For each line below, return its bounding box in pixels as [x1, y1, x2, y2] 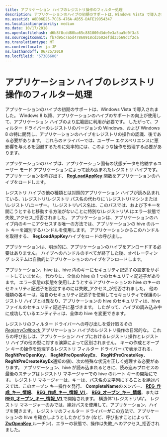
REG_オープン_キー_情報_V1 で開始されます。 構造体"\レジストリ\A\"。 [5, 396, 149, 402]
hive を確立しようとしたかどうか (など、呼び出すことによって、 [23, 414, 153, 421]
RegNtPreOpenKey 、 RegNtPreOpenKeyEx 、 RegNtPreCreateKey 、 [5, 352, 148, 358]
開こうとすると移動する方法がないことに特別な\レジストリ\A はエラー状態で [5, 209, 161, 215]
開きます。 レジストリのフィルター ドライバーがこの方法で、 [13, 408, 138, 414]
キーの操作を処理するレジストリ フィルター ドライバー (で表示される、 [10, 346, 156, 352]
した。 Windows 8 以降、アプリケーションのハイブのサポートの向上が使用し [5, 112, 161, 118]
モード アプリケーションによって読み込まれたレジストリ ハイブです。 [19, 167, 161, 173]
